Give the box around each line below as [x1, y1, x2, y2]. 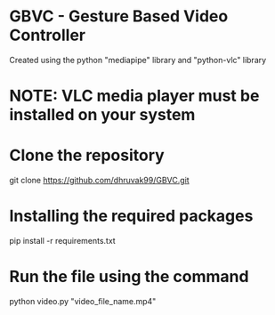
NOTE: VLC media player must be [9, 86, 260, 106]
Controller [9, 25, 86, 45]
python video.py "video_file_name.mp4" [9, 295, 157, 306]
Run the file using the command [9, 267, 249, 287]
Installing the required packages [9, 206, 254, 226]
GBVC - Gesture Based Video [9, 6, 229, 27]
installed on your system [9, 105, 196, 125]
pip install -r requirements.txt [9, 236, 116, 246]
